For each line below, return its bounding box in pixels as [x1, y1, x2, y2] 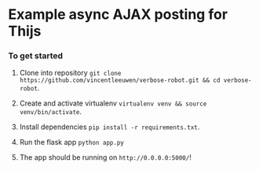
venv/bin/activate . [19, 107, 82, 116]
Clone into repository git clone [19, 68, 122, 78]
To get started [8, 50, 64, 61]
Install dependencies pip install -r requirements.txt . [19, 122, 200, 131]
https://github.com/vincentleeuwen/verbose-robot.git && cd [19, 76, 221, 84]
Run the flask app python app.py [19, 138, 124, 147]
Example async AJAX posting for [8, 6, 228, 24]
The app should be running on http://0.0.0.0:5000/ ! [19, 153, 192, 162]
